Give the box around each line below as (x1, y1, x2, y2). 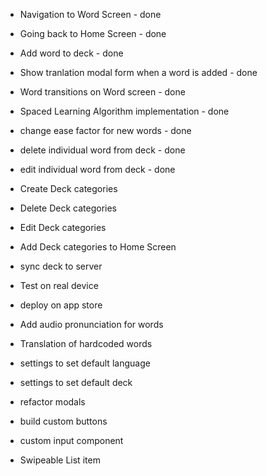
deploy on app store (19, 299, 103, 311)
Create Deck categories (19, 183, 118, 194)
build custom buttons (19, 415, 108, 427)
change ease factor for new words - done (19, 125, 192, 136)
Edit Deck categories (19, 222, 107, 233)
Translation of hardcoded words (19, 338, 153, 349)
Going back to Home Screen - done (19, 28, 167, 39)
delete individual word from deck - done (19, 144, 186, 156)
